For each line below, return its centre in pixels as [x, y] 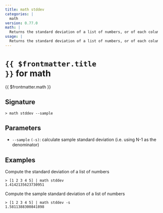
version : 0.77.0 [21, 23]
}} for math [28, 73]
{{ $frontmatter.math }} [28, 87]
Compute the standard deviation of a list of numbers [57, 172]
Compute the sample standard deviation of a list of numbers [65, 194]
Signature [20, 102]
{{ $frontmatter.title [51, 64]
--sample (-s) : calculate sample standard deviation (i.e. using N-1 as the [84, 140]
